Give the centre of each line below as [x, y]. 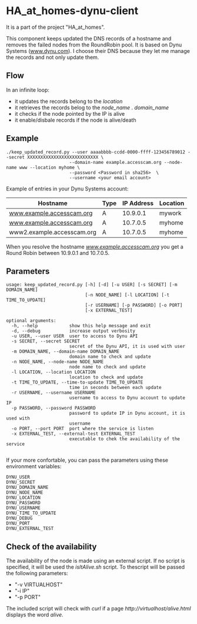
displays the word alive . [35, 615]
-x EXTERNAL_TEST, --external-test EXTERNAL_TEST [73, 434]
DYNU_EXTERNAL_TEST [30, 529]
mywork [170, 213]
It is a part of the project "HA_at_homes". [56, 27]
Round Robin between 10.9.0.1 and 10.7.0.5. [58, 253]
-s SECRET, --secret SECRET [46, 341]
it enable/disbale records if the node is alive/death [75, 120]
